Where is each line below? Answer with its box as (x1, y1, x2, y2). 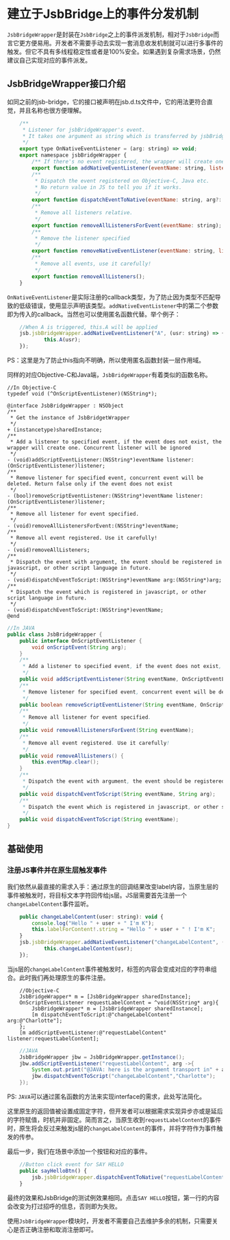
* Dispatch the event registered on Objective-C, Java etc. (34, 177, 210, 184)
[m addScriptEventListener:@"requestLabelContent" (19, 1029, 167, 1036)
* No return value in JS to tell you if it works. (34, 183, 183, 191)
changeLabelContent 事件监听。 (7, 899, 92, 908)
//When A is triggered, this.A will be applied (19, 323, 157, 330)
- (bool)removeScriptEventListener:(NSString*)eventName (7, 492, 173, 499)
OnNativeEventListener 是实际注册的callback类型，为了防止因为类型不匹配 (7, 292, 216, 301)
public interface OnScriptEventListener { (19, 637, 142, 644)
